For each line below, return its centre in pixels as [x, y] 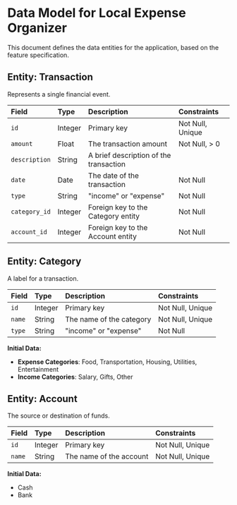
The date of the [114, 176]
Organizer [37, 28]
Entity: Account [42, 399]
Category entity [114, 216]
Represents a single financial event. [59, 94]
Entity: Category [44, 261]
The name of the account [107, 456]
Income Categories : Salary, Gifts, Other [75, 377]
